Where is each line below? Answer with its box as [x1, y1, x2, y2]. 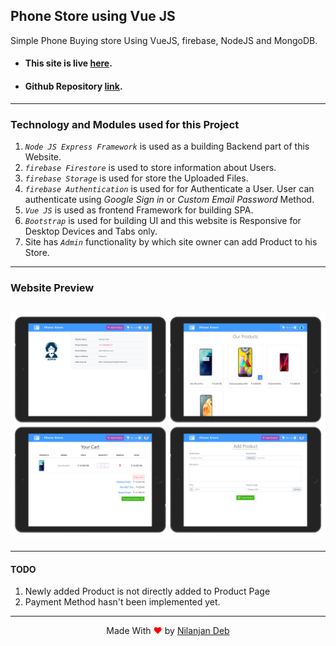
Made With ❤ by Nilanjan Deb [106, 625, 230, 637]
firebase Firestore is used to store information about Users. [24, 161, 277, 173]
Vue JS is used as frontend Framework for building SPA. [24, 204, 254, 216]
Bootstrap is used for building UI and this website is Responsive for [24, 214, 302, 226]
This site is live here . [24, 57, 113, 69]
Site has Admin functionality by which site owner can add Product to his [24, 235, 318, 248]
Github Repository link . [24, 80, 123, 92]
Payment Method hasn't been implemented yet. [24, 596, 221, 608]
